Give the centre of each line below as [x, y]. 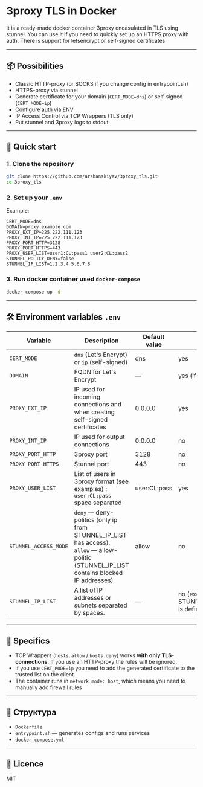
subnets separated [101, 605]
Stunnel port [92, 464]
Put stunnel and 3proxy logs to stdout [62, 122]
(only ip [107, 520]
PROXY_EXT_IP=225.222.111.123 [44, 233]
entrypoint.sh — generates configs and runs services [82, 733]
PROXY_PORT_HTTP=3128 [34, 243]
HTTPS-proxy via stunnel [47, 90]
